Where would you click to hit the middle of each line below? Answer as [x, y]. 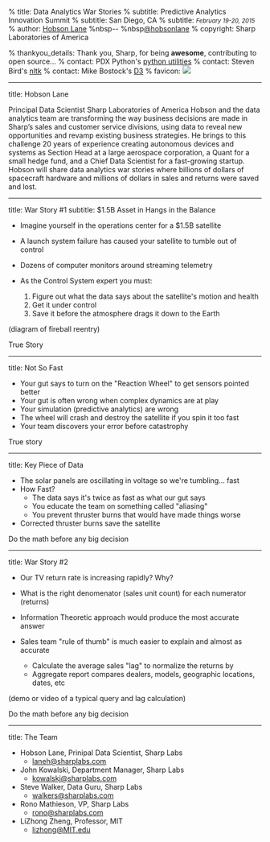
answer [32, 626]
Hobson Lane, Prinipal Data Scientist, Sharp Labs [101, 753]
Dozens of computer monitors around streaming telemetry [116, 265]
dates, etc [49, 683]
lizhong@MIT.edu [61, 830]
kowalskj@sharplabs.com [74, 778]
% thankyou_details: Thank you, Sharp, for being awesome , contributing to [133, 53]
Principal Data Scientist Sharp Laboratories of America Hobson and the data [134, 109]
